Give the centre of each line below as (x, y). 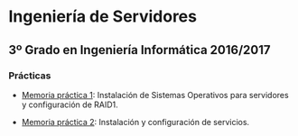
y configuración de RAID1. (70, 104)
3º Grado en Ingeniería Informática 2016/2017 (140, 50)
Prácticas (30, 76)
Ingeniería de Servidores (103, 17)
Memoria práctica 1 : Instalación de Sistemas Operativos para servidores (155, 95)
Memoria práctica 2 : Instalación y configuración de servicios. (135, 122)
